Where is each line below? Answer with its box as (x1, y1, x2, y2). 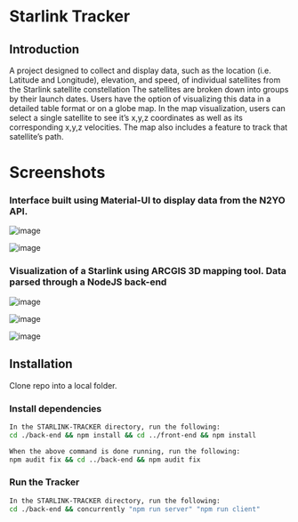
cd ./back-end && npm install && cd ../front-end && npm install (9, 430, 256, 439)
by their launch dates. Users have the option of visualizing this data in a (9, 93, 271, 104)
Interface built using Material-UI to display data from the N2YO (9, 194, 286, 206)
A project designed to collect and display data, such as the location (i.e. (9, 65, 271, 76)
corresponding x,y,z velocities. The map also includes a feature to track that (9, 122, 288, 133)
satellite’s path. (9, 132, 64, 141)
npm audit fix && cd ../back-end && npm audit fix (9, 455, 201, 464)
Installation (9, 357, 73, 372)
